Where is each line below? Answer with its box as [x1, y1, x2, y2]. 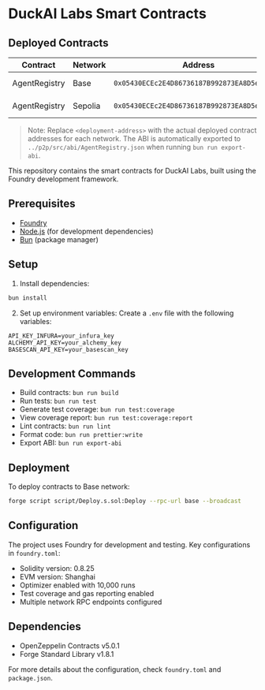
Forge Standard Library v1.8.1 [19, 649, 114, 658]
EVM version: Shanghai [19, 572, 96, 581]
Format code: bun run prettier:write [19, 430, 144, 439]
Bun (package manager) [19, 234, 99, 244]
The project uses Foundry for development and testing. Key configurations [8, 539, 251, 549]
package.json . [8, 673, 53, 682]
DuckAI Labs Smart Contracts [8, 5, 207, 23]
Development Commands [8, 367, 136, 380]
